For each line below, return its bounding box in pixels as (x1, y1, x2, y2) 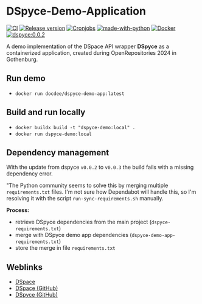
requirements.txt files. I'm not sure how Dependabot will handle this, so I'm (6, 188, 197, 196)
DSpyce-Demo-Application (6, 4, 146, 18)
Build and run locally (6, 107, 86, 118)
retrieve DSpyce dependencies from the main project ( (15, 218, 152, 226)
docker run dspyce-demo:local (15, 131, 92, 137)
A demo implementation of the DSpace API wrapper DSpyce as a (6, 43, 169, 50)
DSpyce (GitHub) (15, 291, 58, 299)
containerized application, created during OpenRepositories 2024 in (6, 49, 177, 56)
